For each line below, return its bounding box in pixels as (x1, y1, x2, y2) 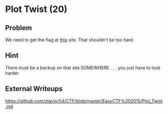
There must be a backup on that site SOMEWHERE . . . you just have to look (5, 64, 161, 71)
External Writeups (5, 84, 63, 93)
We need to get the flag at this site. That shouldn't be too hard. (5, 37, 134, 43)
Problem (5, 24, 32, 32)
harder (5, 70, 19, 76)
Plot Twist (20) (5, 4, 67, 15)
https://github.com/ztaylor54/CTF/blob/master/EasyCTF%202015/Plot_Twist (5, 98, 163, 104)
